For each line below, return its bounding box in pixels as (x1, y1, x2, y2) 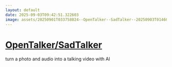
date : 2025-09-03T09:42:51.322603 (5, 12, 79, 17)
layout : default (5, 7, 40, 13)
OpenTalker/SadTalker (5, 39, 102, 51)
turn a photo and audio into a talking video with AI (5, 56, 110, 62)
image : (5, 17, 19, 22)
